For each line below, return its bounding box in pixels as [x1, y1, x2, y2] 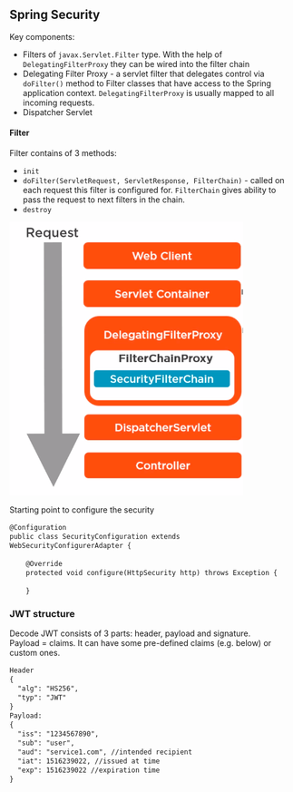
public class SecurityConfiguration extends [9, 533, 181, 542]
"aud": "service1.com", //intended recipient [17, 748, 193, 757]
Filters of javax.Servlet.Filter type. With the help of [22, 49, 223, 60]
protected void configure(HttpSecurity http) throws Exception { [25, 569, 278, 578]
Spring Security [9, 7, 101, 23]
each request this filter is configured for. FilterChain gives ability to [22, 185, 277, 196]
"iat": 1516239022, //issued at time [17, 757, 161, 766]
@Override [25, 560, 63, 569]
